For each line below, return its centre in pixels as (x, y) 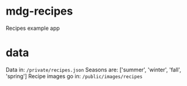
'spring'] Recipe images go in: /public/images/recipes (74, 76)
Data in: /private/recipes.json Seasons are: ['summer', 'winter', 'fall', (94, 70)
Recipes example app (33, 28)
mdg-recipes (39, 11)
